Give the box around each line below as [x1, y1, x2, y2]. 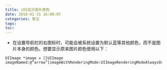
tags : [5, 21, 16, 26]
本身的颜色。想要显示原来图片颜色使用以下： [16, 46, 108, 52]
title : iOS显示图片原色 [5, 7, 50, 12]
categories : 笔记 [5, 16, 40, 21]
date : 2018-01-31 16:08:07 [5, 12, 61, 17]
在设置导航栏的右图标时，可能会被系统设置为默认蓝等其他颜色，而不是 [12, 40, 157, 46]
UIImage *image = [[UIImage [5, 56, 64, 61]
